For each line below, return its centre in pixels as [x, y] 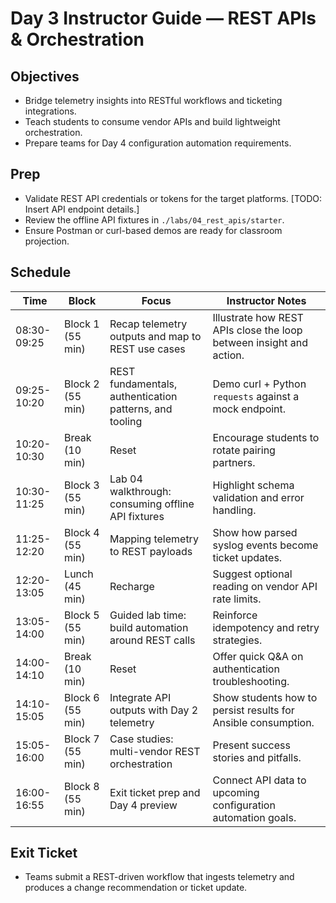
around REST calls [152, 640]
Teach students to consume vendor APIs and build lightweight [152, 121]
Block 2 [82, 384]
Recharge [132, 586]
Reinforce [235, 615]
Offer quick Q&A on [258, 656]
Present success [251, 745]
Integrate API [140, 697]
